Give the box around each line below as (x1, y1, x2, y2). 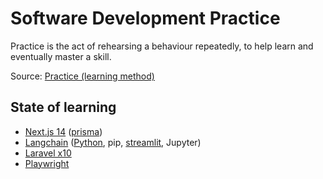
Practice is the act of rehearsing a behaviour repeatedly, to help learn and (10, 40, 314, 52)
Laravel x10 (24, 147, 72, 159)
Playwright (24, 157, 70, 169)
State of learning (10, 99, 117, 116)
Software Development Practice (10, 7, 281, 30)
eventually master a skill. (10, 50, 112, 62)
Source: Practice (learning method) (10, 70, 155, 82)
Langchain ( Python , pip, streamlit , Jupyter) (24, 136, 202, 148)
